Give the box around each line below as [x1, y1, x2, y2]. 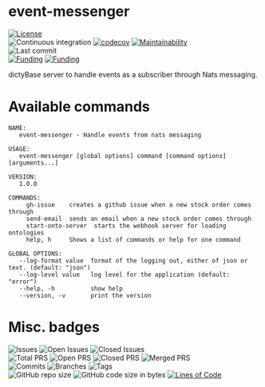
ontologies [8, 228, 45, 237]
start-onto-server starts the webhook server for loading [26, 222, 227, 230]
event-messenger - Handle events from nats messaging [18, 131, 202, 139]
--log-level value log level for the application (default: [18, 271, 230, 278]
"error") [8, 278, 38, 286]
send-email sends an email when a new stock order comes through [26, 215, 251, 223]
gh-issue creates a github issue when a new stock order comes [26, 200, 251, 209]
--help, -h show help [18, 284, 124, 293]
